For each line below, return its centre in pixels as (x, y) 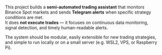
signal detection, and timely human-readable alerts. (57, 28)
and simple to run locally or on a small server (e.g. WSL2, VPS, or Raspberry (81, 42)
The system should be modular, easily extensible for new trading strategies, (81, 37)
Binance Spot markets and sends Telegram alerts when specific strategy (78, 12)
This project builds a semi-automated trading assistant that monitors (75, 7)
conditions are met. (24, 17)
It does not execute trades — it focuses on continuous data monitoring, (77, 22)
